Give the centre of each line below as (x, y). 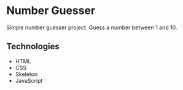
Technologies (33, 47)
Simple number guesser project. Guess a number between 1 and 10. (92, 27)
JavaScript (29, 80)
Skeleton (26, 74)
